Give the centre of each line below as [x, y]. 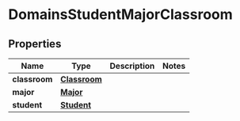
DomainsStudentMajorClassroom [121, 15]
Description [132, 66]
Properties [35, 44]
